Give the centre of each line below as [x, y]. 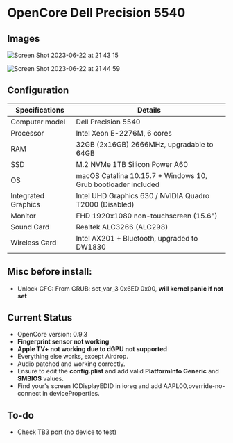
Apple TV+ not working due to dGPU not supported [92, 349]
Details [149, 110]
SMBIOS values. [41, 379]
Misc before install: [50, 272]
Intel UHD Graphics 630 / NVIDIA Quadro [143, 195]
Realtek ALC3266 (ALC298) [122, 227]
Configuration [38, 91]
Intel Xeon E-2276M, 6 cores [124, 133]
